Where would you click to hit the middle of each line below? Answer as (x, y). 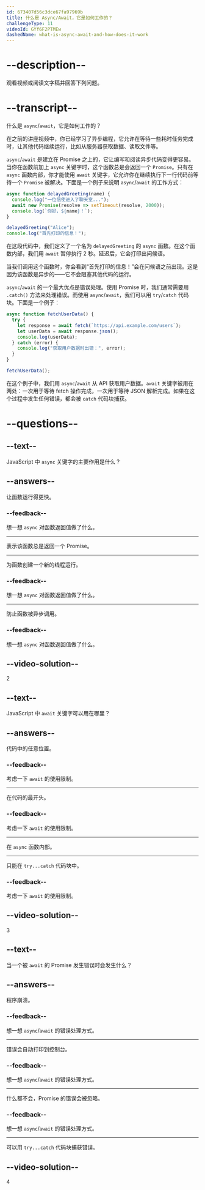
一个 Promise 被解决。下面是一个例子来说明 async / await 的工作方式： (98, 182)
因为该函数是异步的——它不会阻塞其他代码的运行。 (70, 274)
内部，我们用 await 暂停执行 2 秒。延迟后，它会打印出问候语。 (90, 254)
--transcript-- (42, 108)
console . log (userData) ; (48, 337)
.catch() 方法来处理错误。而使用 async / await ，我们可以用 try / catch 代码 (98, 295)
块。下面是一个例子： (33, 303)
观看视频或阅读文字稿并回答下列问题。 (54, 83)
